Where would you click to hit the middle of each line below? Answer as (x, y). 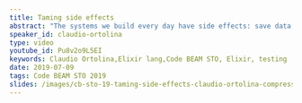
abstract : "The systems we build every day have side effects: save (140, 26)
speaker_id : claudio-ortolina (66, 34)
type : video (31, 43)
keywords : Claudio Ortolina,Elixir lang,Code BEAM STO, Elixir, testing (148, 59)
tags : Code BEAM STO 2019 (58, 76)
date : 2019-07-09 (42, 68)
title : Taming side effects (62, 17)
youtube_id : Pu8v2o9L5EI (56, 51)
